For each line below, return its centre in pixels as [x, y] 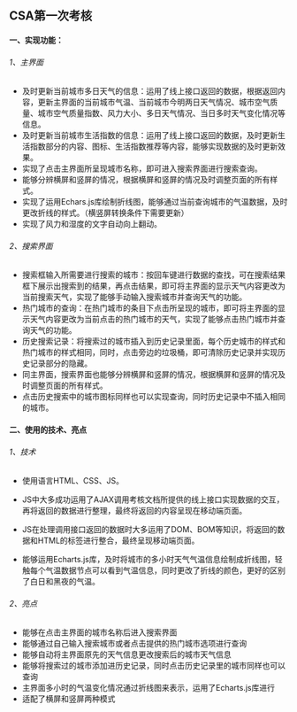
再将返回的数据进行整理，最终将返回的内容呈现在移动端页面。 [134, 511]
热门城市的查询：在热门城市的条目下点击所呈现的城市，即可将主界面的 [150, 308]
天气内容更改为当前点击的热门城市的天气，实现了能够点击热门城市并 [154, 319]
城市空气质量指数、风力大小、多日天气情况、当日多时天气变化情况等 [161, 113]
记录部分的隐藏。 [61, 364]
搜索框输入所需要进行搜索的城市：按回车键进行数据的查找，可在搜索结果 [153, 275]
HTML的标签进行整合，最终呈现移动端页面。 [118, 541]
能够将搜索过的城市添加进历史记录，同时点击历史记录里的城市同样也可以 [153, 666]
